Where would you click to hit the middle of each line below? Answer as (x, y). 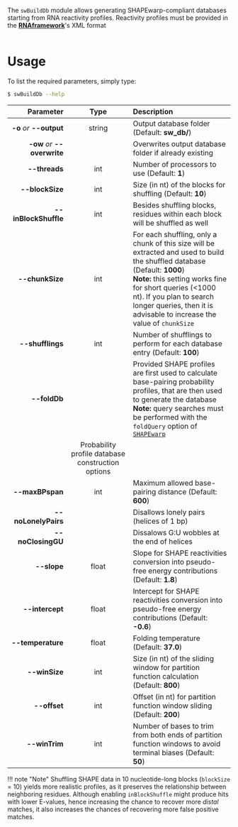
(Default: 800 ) (157, 685)
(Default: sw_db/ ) (162, 132)
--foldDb (47, 398)
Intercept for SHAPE (166, 591)
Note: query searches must (178, 408)
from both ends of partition (178, 735)
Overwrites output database (180, 143)
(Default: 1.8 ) (155, 579)
